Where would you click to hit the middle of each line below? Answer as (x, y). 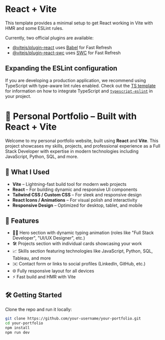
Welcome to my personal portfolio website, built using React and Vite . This (82, 141)
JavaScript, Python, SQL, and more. (42, 156)
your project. (18, 96)
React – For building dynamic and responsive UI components (75, 189)
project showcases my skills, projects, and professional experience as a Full (83, 146)
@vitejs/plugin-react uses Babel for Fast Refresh (62, 47)
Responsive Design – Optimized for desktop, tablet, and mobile (77, 205)
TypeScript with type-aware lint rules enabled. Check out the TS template (81, 85)
